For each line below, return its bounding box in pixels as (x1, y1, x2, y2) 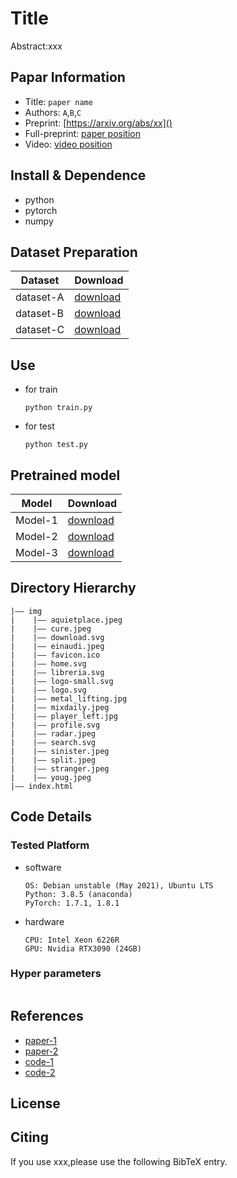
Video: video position (24, 138, 113, 150)
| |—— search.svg (10, 737, 97, 747)
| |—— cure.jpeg (10, 623, 92, 634)
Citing (10, 1129, 49, 1146)
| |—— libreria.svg (10, 667, 105, 677)
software (24, 861, 62, 873)
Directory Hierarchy (10, 580, 137, 597)
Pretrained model (10, 467, 121, 484)
